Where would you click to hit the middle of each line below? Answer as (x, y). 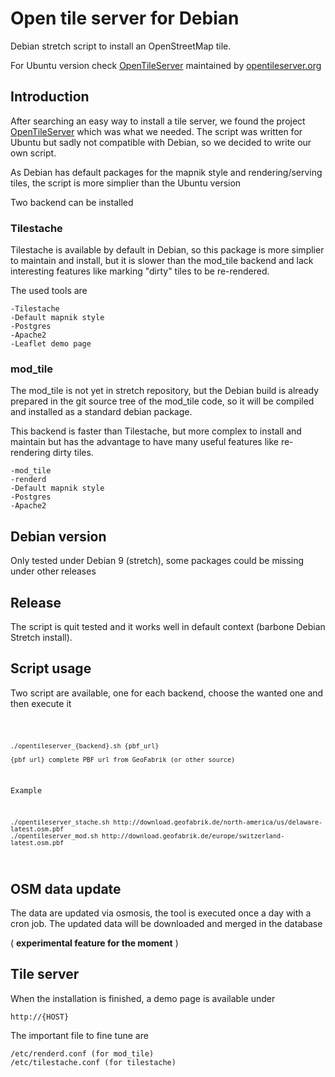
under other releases (53, 571)
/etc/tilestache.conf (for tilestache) (93, 1062)
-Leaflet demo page (51, 344)
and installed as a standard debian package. (101, 412)
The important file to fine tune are (79, 1035)
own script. (33, 153)
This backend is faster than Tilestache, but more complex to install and (156, 431)
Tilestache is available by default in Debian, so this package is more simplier (167, 250)
